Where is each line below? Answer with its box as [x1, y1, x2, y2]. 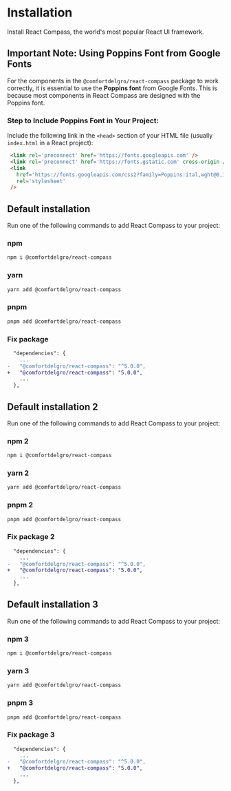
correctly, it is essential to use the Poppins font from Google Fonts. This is [7, 84, 218, 92]
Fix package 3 [7, 730, 55, 739]
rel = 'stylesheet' [16, 178, 67, 184]
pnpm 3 [7, 698, 34, 708]
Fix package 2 [7, 532, 55, 542]
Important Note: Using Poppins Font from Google [7, 48, 221, 59]
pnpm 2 [7, 500, 33, 510]
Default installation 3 [7, 599, 98, 611]
